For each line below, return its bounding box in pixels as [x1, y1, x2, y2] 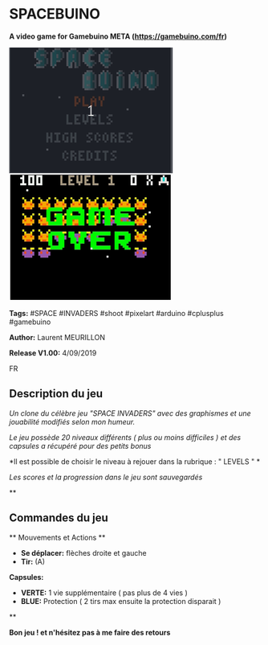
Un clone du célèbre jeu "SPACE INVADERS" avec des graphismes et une [9, 408, 251, 418]
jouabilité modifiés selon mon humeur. [9, 417, 136, 426]
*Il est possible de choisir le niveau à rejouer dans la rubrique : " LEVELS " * [9, 456, 260, 466]
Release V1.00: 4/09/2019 [9, 347, 97, 358]
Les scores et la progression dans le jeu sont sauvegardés [9, 472, 203, 482]
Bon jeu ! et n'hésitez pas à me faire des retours [9, 627, 171, 637]
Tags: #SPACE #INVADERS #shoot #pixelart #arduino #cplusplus [9, 308, 224, 318]
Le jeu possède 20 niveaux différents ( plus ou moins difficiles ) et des [9, 432, 242, 442]
